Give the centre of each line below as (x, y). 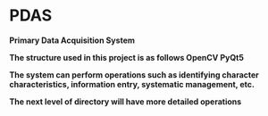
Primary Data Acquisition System (72, 40)
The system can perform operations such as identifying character (134, 75)
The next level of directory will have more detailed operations (126, 101)
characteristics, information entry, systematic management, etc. (132, 84)
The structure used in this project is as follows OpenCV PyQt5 (126, 57)
